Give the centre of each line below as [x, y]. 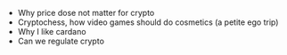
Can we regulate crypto [61, 41]
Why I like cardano [52, 31]
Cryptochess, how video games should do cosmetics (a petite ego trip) [148, 22]
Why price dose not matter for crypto [86, 13]
